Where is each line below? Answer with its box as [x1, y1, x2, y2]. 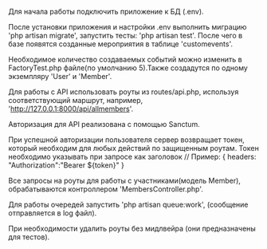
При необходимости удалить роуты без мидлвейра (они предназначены [8, 223, 257, 233]
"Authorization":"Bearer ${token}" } [8, 160, 125, 170]
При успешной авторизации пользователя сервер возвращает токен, [8, 135, 245, 144]
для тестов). [8, 232, 50, 242]
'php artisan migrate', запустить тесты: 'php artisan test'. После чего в [8, 31, 243, 40]
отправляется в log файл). [8, 208, 97, 218]
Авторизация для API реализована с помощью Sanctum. [8, 120, 201, 128]
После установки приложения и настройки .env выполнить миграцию [8, 22, 247, 31]
